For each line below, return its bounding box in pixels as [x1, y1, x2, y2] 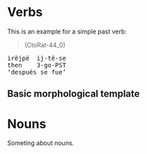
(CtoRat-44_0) [24, 40, 66, 49]
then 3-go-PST [7, 61, 66, 69]
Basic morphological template [7, 88, 141, 100]
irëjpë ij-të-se [7, 54, 66, 62]
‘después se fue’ [7, 68, 66, 76]
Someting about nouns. [7, 139, 75, 147]
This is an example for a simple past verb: [7, 27, 127, 36]
